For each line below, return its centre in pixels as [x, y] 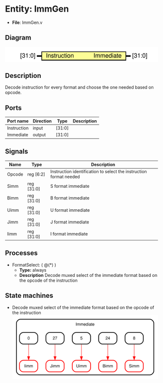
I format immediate [69, 234]
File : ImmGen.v [27, 22]
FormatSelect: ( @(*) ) [34, 265]
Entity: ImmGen [37, 9]
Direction [42, 121]
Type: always [33, 270]
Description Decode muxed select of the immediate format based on [88, 275]
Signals [16, 152]
